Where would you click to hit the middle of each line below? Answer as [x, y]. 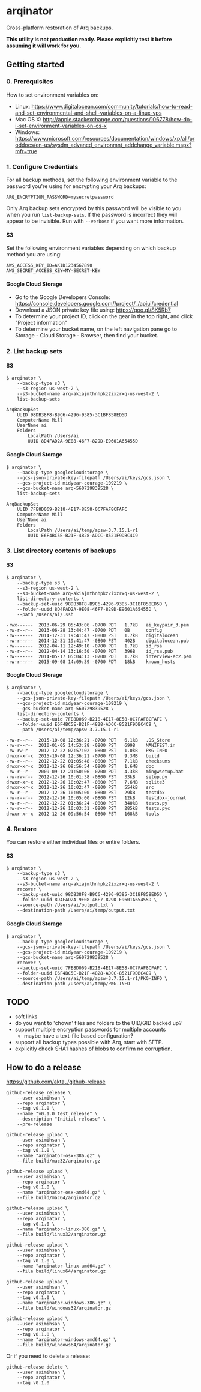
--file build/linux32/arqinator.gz [61, 1235]
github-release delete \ [37, 1367]
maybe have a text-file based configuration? [79, 1036]
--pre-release [34, 1124]
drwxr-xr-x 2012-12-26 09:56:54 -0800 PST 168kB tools [83, 814]
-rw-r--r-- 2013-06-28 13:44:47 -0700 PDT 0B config [84, 630]
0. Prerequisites [30, 82]
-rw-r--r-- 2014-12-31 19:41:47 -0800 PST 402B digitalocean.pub [97, 641]
